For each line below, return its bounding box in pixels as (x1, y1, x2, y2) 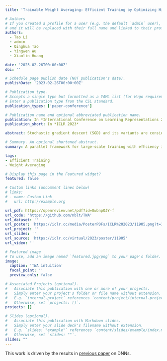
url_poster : (5, 222, 30, 227)
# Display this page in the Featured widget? (5, 171, 101, 177)
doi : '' (5, 67, 21, 72)
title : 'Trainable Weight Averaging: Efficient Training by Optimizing (5, 7, 157, 12)
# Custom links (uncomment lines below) (5, 185, 90, 190)
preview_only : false (9, 272, 52, 278)
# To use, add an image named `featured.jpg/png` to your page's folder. (5, 254, 162, 259)
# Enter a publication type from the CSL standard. (5, 99, 114, 104)
